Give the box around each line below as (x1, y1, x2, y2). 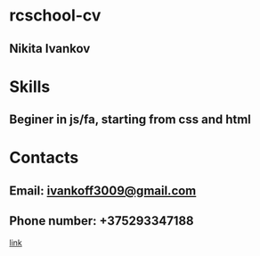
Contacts (9, 148, 79, 168)
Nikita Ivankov (9, 41, 91, 56)
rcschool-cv (9, 5, 102, 26)
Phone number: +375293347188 (9, 213, 194, 228)
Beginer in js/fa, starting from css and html (9, 112, 252, 128)
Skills (9, 77, 51, 96)
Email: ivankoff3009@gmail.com (9, 183, 197, 198)
